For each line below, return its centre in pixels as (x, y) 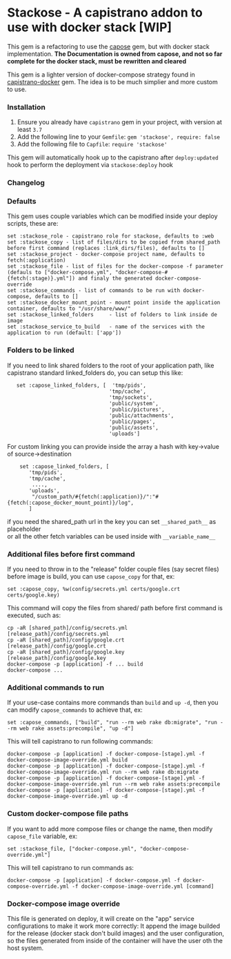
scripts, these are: (33, 224)
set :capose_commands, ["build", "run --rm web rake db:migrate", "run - (115, 723)
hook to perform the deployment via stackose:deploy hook (90, 165)
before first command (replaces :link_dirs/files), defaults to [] (106, 249)
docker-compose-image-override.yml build (68, 760)
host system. (26, 948)
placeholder (24, 529)
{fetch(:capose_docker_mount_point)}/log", (71, 503)
